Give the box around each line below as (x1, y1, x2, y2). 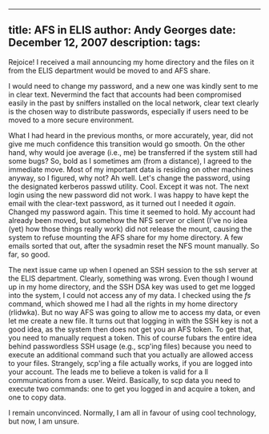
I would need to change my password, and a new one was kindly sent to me (8, 81, 259, 90)
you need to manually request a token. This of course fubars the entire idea (8, 332, 258, 342)
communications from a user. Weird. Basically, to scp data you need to (8, 375, 241, 384)
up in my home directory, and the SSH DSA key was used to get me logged (8, 281, 255, 292)
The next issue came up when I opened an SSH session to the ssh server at (8, 265, 258, 274)
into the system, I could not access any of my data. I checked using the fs (8, 290, 251, 300)
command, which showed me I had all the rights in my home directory (8, 299, 239, 309)
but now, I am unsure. (8, 416, 80, 426)
